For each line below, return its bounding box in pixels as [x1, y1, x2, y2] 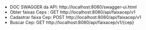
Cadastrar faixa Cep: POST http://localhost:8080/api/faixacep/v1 [9, 15, 142, 20]
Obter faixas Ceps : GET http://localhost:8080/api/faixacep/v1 [9, 9, 136, 15]
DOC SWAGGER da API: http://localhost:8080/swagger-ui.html [9, 4, 137, 10]
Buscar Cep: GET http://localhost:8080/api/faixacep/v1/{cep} [9, 19, 134, 25]
